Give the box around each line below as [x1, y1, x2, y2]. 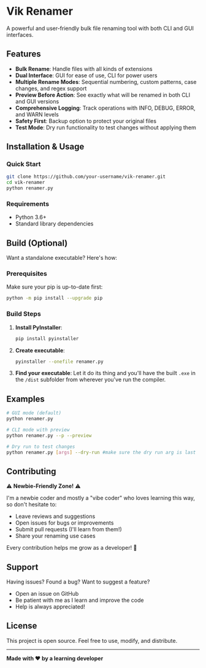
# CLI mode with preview [6, 427, 70, 433]
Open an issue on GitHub [15, 590, 79, 598]
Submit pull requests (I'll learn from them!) [15, 526, 123, 533]
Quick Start [6, 160, 41, 169]
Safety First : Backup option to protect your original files [15, 117, 157, 124]
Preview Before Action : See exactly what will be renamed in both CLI [15, 91, 191, 99]
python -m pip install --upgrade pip [6, 295, 103, 302]
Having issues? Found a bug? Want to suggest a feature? [6, 578, 150, 586]
